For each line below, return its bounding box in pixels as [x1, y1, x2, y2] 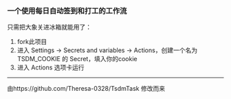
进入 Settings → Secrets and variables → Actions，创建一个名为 [16, 46, 198, 54]
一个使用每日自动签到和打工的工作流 [7, 5, 127, 15]
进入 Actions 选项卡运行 [16, 63, 85, 71]
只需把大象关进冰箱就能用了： [7, 23, 91, 32]
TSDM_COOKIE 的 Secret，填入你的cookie [16, 55, 137, 63]
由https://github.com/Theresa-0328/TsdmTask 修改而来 [7, 85, 166, 93]
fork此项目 [16, 38, 47, 46]
